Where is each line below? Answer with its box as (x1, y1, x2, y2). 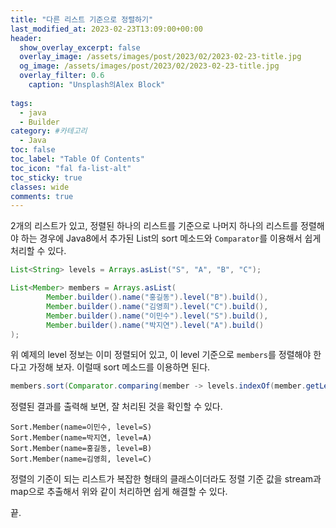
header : (10, 33, 43, 43)
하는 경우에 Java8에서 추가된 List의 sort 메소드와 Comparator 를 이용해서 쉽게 (20, 232, 322, 245)
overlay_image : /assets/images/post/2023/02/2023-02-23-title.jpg (19, 52, 302, 62)
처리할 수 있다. (10, 245, 67, 257)
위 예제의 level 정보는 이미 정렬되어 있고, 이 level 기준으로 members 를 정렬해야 (10, 349, 312, 361)
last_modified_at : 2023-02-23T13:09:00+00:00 (10, 24, 203, 34)
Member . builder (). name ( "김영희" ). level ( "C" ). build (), (46, 301, 269, 311)
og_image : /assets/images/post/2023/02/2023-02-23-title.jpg (19, 61, 280, 71)
